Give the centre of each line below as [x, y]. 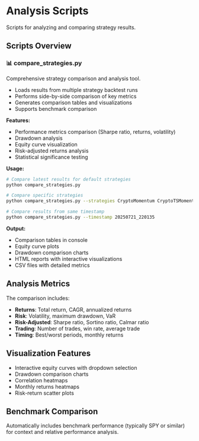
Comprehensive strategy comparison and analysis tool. [73, 78]
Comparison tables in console [51, 240]
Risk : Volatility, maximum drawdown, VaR [65, 316]
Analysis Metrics [38, 284]
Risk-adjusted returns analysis [52, 151]
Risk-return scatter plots [44, 393]
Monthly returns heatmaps [47, 386]
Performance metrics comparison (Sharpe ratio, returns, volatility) [95, 132]
